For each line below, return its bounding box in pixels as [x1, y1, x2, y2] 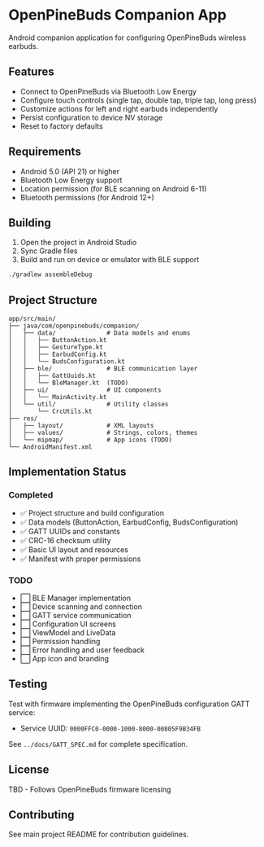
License [8, 763, 50, 777]
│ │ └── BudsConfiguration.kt [8, 358, 126, 366]
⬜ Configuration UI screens [19, 619, 116, 629]
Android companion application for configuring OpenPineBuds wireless [8, 33, 246, 42]
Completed [8, 489, 54, 501]
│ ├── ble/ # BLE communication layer [8, 365, 198, 373]
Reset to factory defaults [19, 121, 103, 131]
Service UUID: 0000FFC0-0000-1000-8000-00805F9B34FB [19, 723, 201, 733]
